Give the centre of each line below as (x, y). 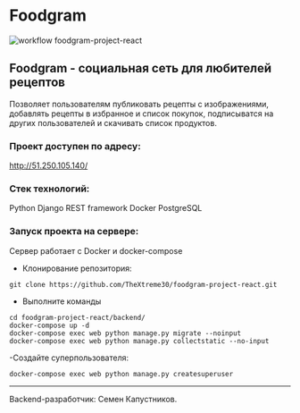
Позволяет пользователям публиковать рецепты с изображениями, (139, 104)
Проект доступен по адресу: (75, 146)
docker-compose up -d (50, 325)
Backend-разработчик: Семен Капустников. (93, 399)
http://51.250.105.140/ (49, 165)
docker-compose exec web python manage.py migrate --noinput (125, 333)
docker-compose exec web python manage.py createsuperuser (121, 374)
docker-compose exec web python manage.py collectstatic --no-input (139, 341)
